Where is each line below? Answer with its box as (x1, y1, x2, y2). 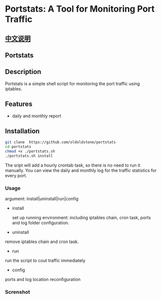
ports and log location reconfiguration (5, 277, 81, 282)
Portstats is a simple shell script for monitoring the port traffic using (5, 80, 140, 86)
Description (5, 68, 41, 76)
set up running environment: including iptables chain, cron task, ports (12, 215, 151, 221)
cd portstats (5, 145, 32, 149)
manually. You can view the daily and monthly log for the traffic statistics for (5, 167, 157, 173)
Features (5, 100, 32, 108)
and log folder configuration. (12, 220, 69, 226)
